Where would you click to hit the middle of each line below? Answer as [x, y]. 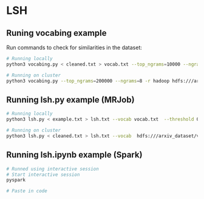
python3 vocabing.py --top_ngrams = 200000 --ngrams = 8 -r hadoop [88, 81]
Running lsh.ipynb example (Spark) [74, 155]
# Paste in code [27, 191]
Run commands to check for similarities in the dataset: [74, 47]
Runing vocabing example [57, 33]
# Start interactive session [43, 174]
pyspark [16, 180]
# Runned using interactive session [53, 169]
